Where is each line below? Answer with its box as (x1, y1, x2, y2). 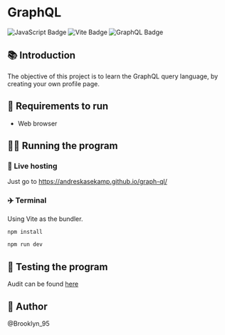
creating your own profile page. (7, 79, 100, 88)
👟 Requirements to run (7, 100, 109, 113)
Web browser (17, 119, 58, 128)
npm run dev (7, 241, 43, 248)
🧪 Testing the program (7, 261, 108, 273)
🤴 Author (7, 300, 48, 312)
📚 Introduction (7, 49, 76, 61)
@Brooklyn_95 (7, 319, 50, 328)
